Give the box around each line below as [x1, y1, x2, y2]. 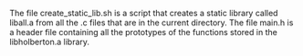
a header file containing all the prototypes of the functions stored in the [9, 27, 278, 37]
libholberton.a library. [9, 36, 89, 47]
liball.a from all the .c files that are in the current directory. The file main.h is [9, 17, 294, 28]
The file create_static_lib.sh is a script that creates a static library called [9, 8, 278, 18]
